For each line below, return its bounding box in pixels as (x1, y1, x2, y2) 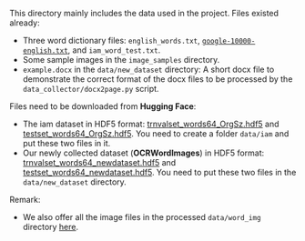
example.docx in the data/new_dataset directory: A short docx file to (22, 64, 275, 75)
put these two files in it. (22, 138, 111, 148)
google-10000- (201, 36, 256, 45)
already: (9, 17, 40, 28)
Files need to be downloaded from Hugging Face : (9, 101, 197, 112)
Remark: (9, 195, 41, 205)
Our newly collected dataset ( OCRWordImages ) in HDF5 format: (22, 147, 265, 158)
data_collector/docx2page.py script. (22, 84, 159, 94)
